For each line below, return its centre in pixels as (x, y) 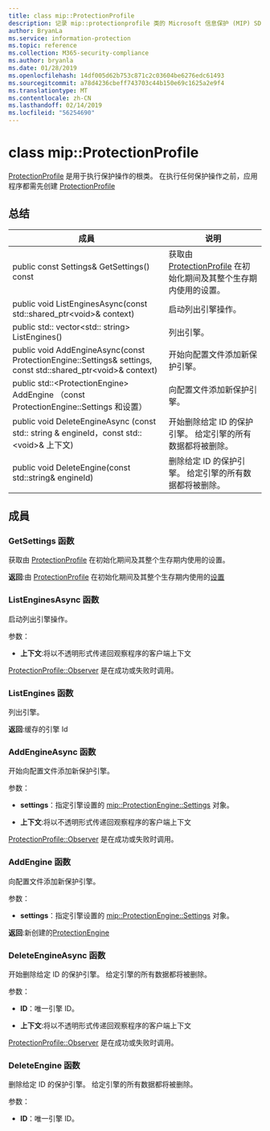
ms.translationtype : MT (48, 90)
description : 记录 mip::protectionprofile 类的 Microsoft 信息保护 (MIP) (129, 23)
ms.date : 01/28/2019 (43, 68)
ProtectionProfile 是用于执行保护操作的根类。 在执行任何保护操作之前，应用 (133, 176)
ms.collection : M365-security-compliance (79, 53)
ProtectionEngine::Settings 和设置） (80, 407)
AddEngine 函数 (39, 863)
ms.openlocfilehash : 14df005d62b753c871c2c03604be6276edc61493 (117, 76)
